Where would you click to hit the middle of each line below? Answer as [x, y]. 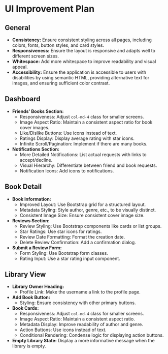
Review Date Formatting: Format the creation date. [72, 237]
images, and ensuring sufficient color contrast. [61, 83]
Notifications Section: [36, 149]
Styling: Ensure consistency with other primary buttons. [78, 303]
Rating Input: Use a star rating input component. [70, 258]
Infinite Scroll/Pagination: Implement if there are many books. [83, 143]
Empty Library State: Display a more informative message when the [83, 341]
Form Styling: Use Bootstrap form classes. [64, 253]
